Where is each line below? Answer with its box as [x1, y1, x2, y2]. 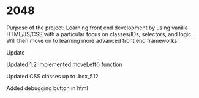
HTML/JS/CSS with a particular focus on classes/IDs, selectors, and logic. [6, 30, 193, 37]
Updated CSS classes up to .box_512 [6, 72, 99, 80]
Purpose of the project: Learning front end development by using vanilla [6, 24, 188, 31]
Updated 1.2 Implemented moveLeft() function [6, 61, 122, 68]
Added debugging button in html [6, 84, 89, 92]
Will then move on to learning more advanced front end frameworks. [6, 37, 179, 44]
